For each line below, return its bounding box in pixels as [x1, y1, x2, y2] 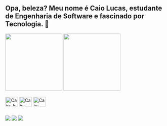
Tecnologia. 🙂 [5, 20, 50, 28]
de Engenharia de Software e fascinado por [5, 12, 145, 21]
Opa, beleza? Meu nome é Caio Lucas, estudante [5, 4, 162, 13]
